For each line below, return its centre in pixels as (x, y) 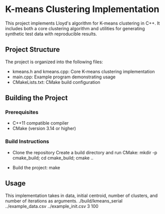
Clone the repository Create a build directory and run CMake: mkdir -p (85, 152)
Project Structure (32, 49)
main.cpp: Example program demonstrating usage (64, 77)
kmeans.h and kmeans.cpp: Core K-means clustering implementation (83, 71)
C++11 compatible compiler (40, 123)
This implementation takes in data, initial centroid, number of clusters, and (81, 195)
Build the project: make (36, 167)
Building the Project (36, 98)
